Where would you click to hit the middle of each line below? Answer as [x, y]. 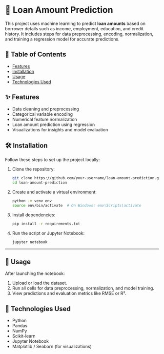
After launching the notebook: [35, 273]
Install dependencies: [34, 215]
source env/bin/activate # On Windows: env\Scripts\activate [77, 206]
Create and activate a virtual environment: [54, 192]
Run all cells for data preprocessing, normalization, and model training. [83, 288]
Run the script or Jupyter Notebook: [48, 233]
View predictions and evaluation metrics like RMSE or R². [69, 293]
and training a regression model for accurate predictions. [62, 39]
